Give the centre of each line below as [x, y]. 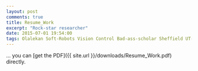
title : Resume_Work [30, 22]
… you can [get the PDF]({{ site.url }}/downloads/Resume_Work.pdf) [89, 55]
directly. [16, 62]
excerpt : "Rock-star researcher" [47, 28]
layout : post [22, 11]
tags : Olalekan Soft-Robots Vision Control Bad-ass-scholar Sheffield [95, 39]
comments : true [25, 17]
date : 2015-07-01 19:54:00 [39, 33]
